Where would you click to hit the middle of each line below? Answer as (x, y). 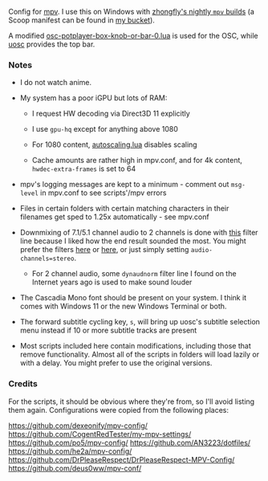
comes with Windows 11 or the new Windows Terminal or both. (123, 306)
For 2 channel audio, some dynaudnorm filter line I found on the (134, 274)
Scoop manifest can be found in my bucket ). (81, 20)
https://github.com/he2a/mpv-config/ (70, 451)
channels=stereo (47, 259)
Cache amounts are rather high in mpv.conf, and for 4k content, (137, 161)
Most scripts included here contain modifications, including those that (135, 346)
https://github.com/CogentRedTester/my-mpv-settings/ (100, 434)
